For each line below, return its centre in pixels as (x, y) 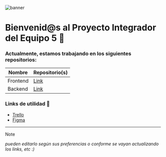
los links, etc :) (20, 149)
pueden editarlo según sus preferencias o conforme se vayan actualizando (82, 144)
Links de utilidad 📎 (28, 104)
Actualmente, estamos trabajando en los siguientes (68, 53)
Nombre (18, 73)
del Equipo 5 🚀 (35, 38)
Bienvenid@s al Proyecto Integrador (81, 28)
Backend (18, 89)
